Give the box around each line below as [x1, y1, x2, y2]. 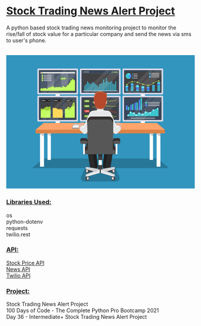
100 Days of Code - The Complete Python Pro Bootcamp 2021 [6, 307, 159, 314]
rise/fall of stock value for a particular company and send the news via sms [6, 30, 191, 37]
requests [6, 224, 28, 231]
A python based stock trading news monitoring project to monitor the [6, 24, 176, 31]
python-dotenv [6, 218, 43, 225]
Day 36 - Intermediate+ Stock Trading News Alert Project [6, 313, 147, 321]
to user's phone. [6, 37, 47, 44]
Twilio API [6, 271, 31, 279]
